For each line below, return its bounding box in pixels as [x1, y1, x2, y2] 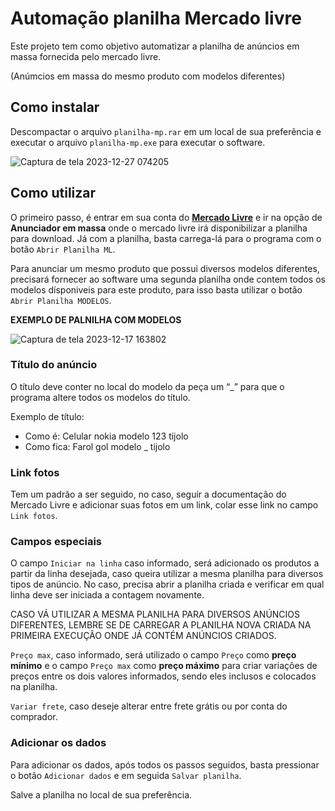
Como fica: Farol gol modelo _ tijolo [24, 440, 171, 452]
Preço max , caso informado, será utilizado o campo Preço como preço [10, 649, 297, 661]
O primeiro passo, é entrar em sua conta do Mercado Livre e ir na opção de [10, 211, 323, 223]
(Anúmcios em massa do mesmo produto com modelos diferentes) [10, 70, 286, 82]
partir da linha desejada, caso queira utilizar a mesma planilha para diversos [10, 568, 324, 580]
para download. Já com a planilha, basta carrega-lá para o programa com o [10, 232, 322, 244]
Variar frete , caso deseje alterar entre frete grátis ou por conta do [10, 700, 288, 712]
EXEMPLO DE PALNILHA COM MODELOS [10, 313, 182, 326]
